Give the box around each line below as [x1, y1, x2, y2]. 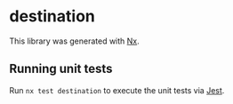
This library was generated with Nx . [9, 36, 140, 46]
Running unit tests [9, 61, 113, 76]
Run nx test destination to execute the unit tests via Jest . [9, 84, 225, 95]
